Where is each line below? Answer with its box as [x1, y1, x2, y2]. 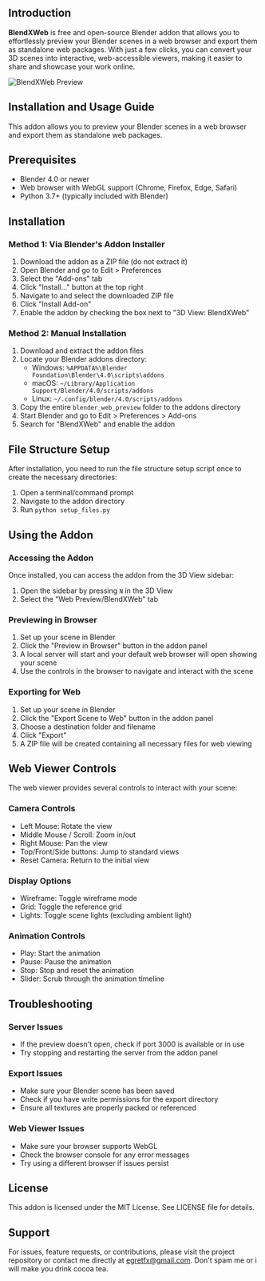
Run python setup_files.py [19, 505, 110, 514]
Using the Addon [8, 528, 94, 542]
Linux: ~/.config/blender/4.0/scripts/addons [31, 394, 183, 403]
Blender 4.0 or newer [19, 174, 90, 184]
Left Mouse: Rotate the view [19, 821, 113, 831]
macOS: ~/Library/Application [31, 378, 136, 388]
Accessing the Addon [8, 552, 94, 563]
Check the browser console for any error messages [19, 1150, 190, 1159]
